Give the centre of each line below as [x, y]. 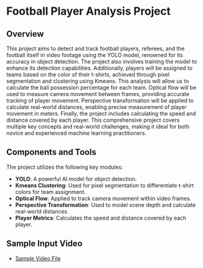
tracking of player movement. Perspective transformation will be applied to [100, 100]
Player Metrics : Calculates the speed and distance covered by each [101, 218]
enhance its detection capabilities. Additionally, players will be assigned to [100, 68]
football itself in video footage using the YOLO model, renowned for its [95, 55]
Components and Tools [51, 152]
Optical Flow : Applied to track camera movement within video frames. [103, 198]
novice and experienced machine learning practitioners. [77, 133]
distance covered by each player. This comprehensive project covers [93, 120]
